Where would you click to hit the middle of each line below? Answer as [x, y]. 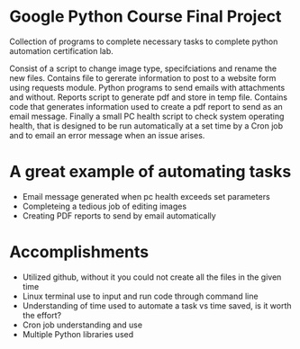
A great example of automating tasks [150, 172]
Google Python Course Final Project [145, 17]
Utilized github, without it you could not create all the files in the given [152, 277]
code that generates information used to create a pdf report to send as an [146, 106]
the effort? [41, 315]
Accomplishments [79, 252]
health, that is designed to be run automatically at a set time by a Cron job [146, 125]
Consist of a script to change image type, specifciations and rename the [143, 68]
